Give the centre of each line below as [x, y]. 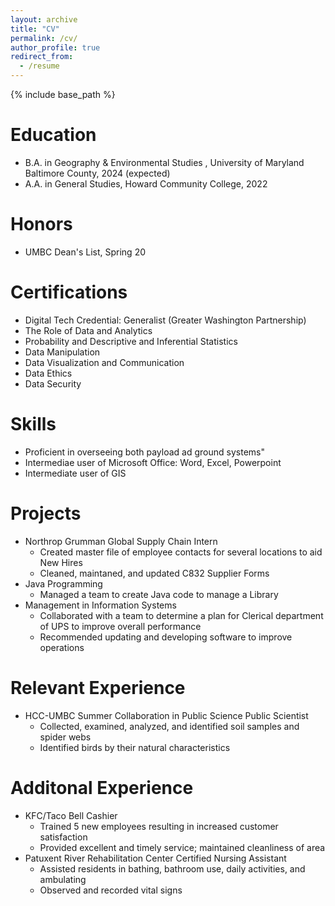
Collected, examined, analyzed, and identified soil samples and [169, 726]
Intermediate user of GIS [75, 473]
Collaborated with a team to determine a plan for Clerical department [181, 615]
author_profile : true [55, 47]
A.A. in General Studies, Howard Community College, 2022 [146, 183]
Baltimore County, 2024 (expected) [97, 173]
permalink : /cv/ [44, 38]
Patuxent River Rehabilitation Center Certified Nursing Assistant [155, 858]
